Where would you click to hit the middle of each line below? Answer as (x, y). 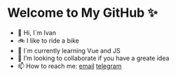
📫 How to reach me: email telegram (69, 66)
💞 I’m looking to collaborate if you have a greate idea (93, 58)
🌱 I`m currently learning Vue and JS (69, 50)
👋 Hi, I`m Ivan (36, 32)
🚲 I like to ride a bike (48, 41)
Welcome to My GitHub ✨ (82, 13)
